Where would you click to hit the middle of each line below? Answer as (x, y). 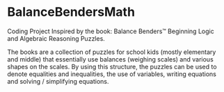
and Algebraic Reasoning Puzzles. (56, 38)
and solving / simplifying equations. (58, 81)
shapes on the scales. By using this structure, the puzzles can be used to (112, 66)
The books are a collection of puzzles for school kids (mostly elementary (112, 52)
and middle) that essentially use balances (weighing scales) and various (110, 59)
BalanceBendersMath (71, 12)
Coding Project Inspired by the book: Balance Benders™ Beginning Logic (111, 31)
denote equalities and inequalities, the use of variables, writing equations (112, 74)
